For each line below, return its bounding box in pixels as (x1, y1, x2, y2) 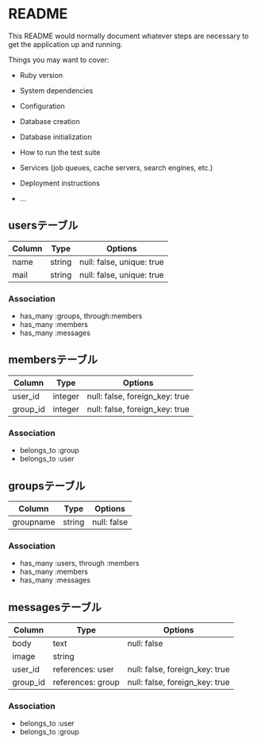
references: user (52, 664, 115, 675)
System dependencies (19, 85, 94, 95)
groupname (12, 516, 56, 528)
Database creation (19, 116, 81, 126)
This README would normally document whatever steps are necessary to (8, 31, 249, 41)
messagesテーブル (8, 600, 102, 614)
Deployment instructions (19, 178, 101, 188)
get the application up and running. (8, 39, 123, 49)
